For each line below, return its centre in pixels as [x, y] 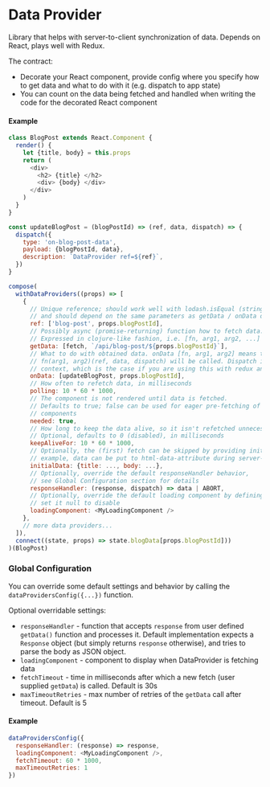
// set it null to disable [75, 503]
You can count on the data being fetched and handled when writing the [138, 93]
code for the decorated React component [88, 102]
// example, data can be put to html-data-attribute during [132, 459]
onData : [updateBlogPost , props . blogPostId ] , [107, 376]
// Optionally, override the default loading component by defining [147, 496]
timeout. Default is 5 [53, 703]
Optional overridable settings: [57, 610]
